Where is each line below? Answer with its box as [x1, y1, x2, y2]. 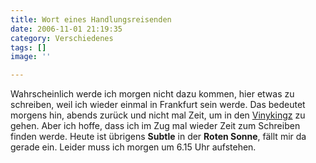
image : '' [10, 52, 52, 62]
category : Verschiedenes [10, 33, 114, 43]
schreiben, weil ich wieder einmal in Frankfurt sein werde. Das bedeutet [10, 99, 306, 111]
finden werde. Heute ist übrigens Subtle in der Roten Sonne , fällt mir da [10, 131, 307, 143]
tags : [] [10, 42, 47, 53]
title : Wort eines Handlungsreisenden [10, 14, 172, 25]
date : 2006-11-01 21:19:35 [10, 24, 123, 34]
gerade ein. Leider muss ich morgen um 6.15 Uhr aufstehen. [10, 141, 257, 153]
